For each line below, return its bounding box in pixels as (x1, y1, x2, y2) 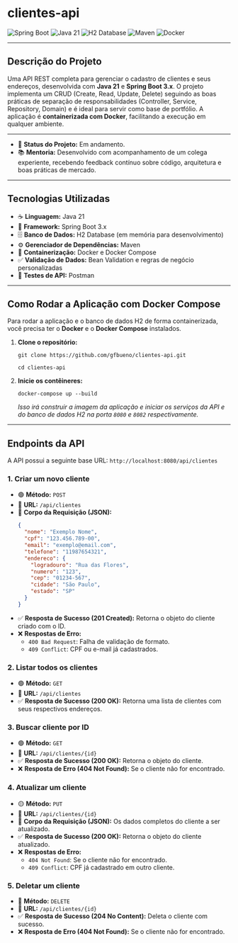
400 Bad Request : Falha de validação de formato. (28, 637, 170, 645)
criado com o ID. (17, 621, 66, 630)
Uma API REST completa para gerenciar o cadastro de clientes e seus (7, 74, 211, 83)
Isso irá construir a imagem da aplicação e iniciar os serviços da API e (17, 402, 225, 412)
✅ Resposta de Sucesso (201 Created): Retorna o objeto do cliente (17, 614, 215, 622)
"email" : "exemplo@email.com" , (24, 542, 117, 549)
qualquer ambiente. (7, 119, 64, 128)
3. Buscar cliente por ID (7, 723, 90, 733)
